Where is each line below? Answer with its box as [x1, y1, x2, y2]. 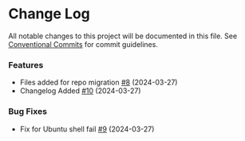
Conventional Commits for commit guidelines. [8, 39, 158, 49]
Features [8, 59, 44, 70]
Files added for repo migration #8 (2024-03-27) [19, 77, 178, 88]
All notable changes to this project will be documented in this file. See [8, 31, 238, 41]
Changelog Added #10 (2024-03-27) [19, 86, 141, 96]
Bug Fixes [8, 106, 48, 117]
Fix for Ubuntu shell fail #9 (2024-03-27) [19, 124, 155, 134]
